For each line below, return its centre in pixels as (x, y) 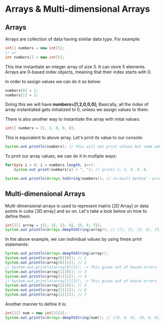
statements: (17, 244)
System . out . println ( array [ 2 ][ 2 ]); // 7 (46, 295)
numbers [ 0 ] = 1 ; (22, 90)
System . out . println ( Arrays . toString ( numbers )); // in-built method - (78, 178)
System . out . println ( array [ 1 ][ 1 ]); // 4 (46, 276)
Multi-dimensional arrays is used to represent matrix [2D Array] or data (77, 206)
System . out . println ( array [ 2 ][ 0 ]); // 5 (46, 286)
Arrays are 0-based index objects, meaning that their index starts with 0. (78, 72)
